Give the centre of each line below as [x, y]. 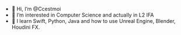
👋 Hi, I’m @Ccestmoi [36, 9]
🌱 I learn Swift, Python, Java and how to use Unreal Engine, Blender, [94, 21]
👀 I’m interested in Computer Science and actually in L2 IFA [83, 15]
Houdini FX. [26, 27]
